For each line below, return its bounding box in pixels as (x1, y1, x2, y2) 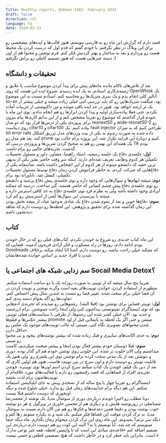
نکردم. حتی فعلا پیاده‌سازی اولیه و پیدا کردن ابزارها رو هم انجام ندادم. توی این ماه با (5, 108, 158, 114)
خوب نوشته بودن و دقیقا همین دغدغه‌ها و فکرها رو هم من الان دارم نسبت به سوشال (5, 405, 159, 411)
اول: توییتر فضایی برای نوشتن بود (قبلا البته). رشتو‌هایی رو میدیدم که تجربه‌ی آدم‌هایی (5, 300, 160, 306)
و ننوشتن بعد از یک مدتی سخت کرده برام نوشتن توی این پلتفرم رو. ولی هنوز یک (5, 353, 151, 359)
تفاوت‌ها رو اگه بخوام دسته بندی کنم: (5, 295, 73, 301)
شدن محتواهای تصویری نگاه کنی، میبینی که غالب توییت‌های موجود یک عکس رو (5, 321, 149, 327)
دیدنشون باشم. (5, 208, 34, 214)
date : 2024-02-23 (5, 26, 41, 31)
